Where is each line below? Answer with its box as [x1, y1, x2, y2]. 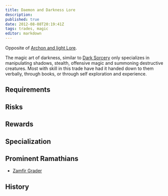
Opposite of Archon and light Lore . [5, 45, 77, 51]
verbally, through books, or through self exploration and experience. [5, 71, 147, 76]
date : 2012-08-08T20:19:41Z [5, 21, 65, 27]
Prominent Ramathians [5, 154, 79, 163]
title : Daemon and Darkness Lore [5, 7, 76, 13]
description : [5, 12, 33, 17]
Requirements [5, 86, 50, 94]
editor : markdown [5, 31, 42, 36]
